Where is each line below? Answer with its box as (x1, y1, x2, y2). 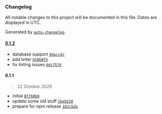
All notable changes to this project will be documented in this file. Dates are (5, 15, 158, 20)
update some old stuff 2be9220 (12, 98, 73, 104)
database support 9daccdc (12, 51, 65, 57)
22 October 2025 (17, 83, 52, 89)
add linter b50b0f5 (12, 56, 48, 62)
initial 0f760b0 (12, 93, 40, 98)
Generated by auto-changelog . (5, 29, 66, 35)
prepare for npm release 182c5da (12, 103, 78, 109)
